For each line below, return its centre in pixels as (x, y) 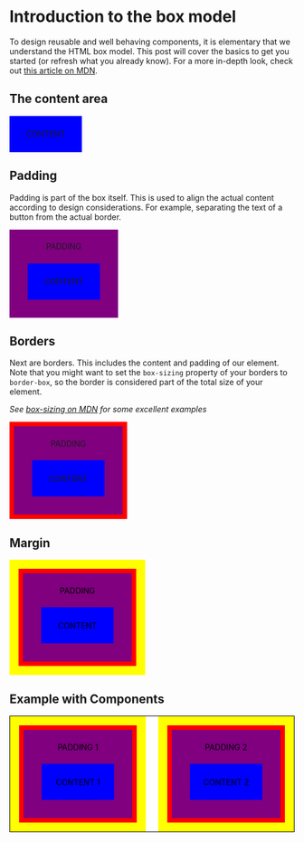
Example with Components (87, 699)
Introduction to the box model (123, 17)
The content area (59, 99)
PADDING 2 (226, 747)
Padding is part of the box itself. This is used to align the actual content (142, 197)
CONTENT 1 (78, 782)
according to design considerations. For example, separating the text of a (146, 207)
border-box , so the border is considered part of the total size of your (136, 383)
